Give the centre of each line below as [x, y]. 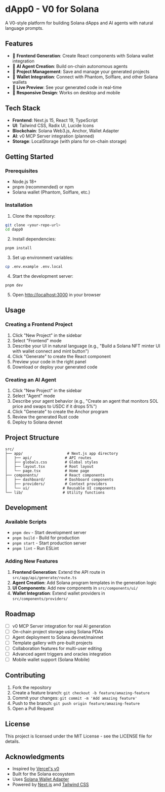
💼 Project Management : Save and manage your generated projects [81, 71]
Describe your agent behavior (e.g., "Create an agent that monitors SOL [85, 401]
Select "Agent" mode [34, 396]
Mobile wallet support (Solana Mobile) [51, 659]
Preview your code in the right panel [49, 362]
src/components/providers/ [40, 599]
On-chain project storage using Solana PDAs [58, 631]
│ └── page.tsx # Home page [47, 471]
